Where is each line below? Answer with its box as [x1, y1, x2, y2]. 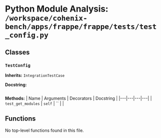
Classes [5, 48, 30, 56]
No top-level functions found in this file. [5, 127, 84, 133]
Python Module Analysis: [5, 3, 109, 15]
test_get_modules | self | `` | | [5, 100, 64, 106]
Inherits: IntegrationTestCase [5, 72, 65, 78]
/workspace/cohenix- [5, 14, 88, 23]
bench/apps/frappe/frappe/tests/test [5, 22, 157, 31]
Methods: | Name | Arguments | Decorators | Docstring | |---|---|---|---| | [5, 95, 152, 101]
